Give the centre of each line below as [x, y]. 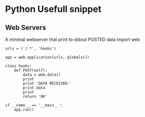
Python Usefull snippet [53, 9]
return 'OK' [35, 97]
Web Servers [25, 28]
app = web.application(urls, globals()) [48, 57]
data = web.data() [42, 75]
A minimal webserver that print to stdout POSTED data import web [72, 39]
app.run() [24, 110]
